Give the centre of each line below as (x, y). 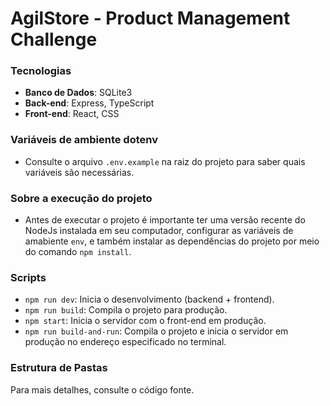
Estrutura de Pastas (59, 368)
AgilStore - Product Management (150, 18)
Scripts (28, 277)
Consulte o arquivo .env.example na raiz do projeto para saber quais (165, 161)
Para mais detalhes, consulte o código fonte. (102, 389)
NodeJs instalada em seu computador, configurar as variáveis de (159, 231)
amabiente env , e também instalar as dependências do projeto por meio (172, 241)
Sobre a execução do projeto (81, 198)
